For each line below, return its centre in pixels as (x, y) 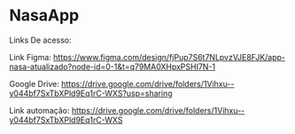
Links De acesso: (41, 40)
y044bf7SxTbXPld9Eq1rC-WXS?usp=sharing (91, 93)
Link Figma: (30, 57)
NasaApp (44, 16)
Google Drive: (35, 83)
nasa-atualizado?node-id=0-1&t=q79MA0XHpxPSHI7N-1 (113, 67)
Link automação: (39, 110)
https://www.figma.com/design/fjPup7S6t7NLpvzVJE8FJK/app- (169, 57)
